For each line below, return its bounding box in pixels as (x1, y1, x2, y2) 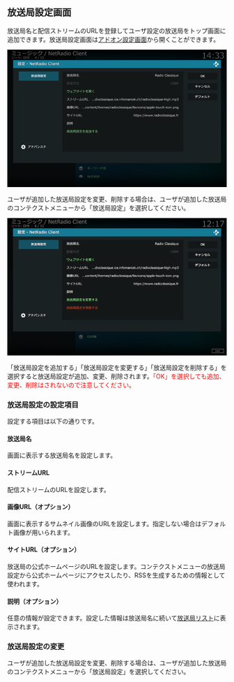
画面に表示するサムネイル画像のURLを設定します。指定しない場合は (7, 519, 202, 528)
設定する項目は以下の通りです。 (7, 417, 99, 426)
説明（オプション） (7, 597, 63, 605)
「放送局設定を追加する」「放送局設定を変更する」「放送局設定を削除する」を (7, 363, 227, 371)
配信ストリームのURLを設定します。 (7, 485, 110, 494)
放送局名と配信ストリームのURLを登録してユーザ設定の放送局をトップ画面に (7, 27, 226, 35)
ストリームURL (7, 468, 50, 477)
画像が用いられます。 (13, 528, 75, 536)
